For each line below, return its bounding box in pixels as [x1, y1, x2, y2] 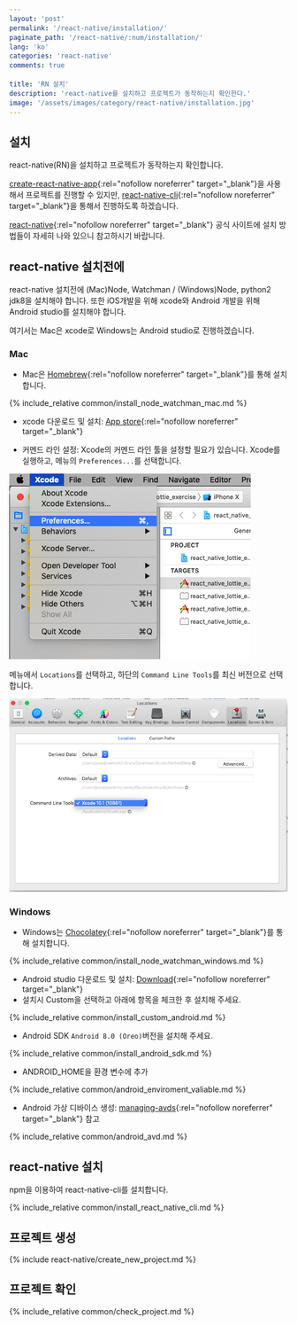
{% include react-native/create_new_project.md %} [9, 1254, 197, 1265]
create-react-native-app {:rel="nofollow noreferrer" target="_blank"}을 [9, 178, 265, 190]
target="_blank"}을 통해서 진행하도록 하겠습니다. [9, 200, 179, 212]
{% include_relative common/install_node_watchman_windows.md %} [9, 955, 264, 966]
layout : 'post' [9, 14, 65, 23]
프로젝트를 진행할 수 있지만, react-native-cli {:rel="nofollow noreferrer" [25, 190, 276, 200]
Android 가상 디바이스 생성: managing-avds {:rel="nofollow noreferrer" [21, 1103, 274, 1113]
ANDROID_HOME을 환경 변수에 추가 [21, 1066, 148, 1077]
